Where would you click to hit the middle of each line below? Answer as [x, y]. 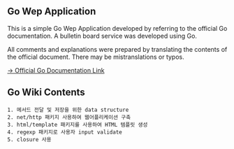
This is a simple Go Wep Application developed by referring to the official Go [117, 28]
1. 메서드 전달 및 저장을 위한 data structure [68, 110]
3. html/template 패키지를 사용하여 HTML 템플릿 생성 [78, 125]
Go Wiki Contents [46, 93]
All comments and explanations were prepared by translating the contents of [117, 49]
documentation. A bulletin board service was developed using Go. [102, 36]
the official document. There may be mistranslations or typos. [96, 57]
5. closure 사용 [29, 139]
